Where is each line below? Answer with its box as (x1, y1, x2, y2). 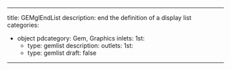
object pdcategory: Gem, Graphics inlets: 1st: (16, 34, 145, 42)
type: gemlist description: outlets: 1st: (27, 42, 134, 49)
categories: (7, 21, 39, 29)
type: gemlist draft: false (27, 49, 97, 57)
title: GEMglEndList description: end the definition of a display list (7, 14, 192, 21)
